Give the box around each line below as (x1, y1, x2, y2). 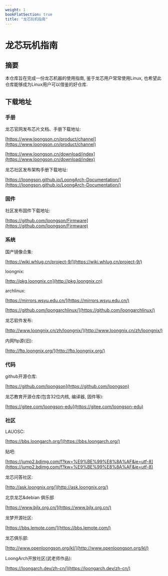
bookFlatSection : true (5, 12, 52, 17)
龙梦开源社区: (5, 515, 33, 521)
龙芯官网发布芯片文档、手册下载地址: (5, 126, 81, 132)
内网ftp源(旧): (5, 338, 33, 344)
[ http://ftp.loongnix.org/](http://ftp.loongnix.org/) (5, 348, 105, 354)
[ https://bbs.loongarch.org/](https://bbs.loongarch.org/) (5, 438, 120, 445)
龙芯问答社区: (5, 474, 33, 480)
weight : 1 (5, 7, 26, 12)
